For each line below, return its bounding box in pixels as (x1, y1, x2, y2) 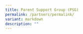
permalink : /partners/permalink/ (5, 12, 75, 17)
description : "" (5, 21, 39, 26)
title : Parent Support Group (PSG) (5, 7, 79, 12)
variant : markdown (5, 16, 43, 21)
